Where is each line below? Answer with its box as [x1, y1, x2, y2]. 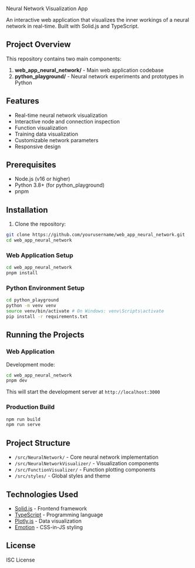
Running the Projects [6, 330, 85, 340]
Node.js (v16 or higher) [14, 176, 70, 183]
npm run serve [6, 422, 41, 428]
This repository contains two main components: [6, 55, 122, 62]
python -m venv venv [6, 303, 57, 309]
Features [6, 96, 39, 106]
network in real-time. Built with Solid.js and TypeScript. [6, 23, 139, 29]
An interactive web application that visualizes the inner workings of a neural [6, 16, 190, 23]
